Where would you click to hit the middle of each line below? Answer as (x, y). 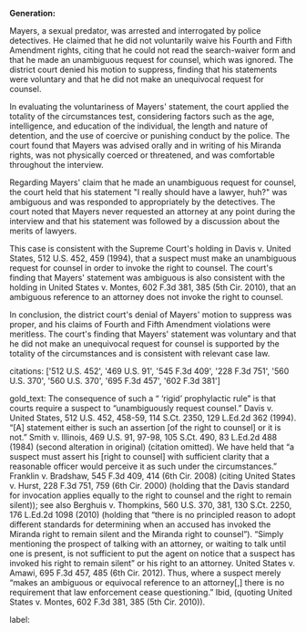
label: (20, 620)
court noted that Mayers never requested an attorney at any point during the (153, 212)
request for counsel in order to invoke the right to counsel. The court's (141, 268)
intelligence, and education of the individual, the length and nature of (139, 126)
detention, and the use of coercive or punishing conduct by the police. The (150, 135)
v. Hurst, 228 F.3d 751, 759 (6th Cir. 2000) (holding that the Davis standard (149, 486)
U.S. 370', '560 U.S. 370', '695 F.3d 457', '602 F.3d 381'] (115, 381)
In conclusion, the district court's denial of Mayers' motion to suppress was (151, 315)
